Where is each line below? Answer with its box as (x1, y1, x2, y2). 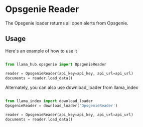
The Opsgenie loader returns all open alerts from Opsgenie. (5, 20, 129, 26)
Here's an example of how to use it (5, 47, 77, 53)
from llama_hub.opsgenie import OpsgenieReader (5, 61, 107, 67)
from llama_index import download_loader (5, 98, 93, 103)
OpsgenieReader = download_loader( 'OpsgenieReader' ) (5, 103, 118, 108)
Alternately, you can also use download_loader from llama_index (5, 84, 138, 90)
